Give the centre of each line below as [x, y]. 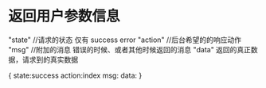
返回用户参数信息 [65, 16]
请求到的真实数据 [50, 59]
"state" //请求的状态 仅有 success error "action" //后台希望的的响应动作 [125, 40]
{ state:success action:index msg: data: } [75, 75]
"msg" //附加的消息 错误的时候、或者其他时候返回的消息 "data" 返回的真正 [130, 49]
